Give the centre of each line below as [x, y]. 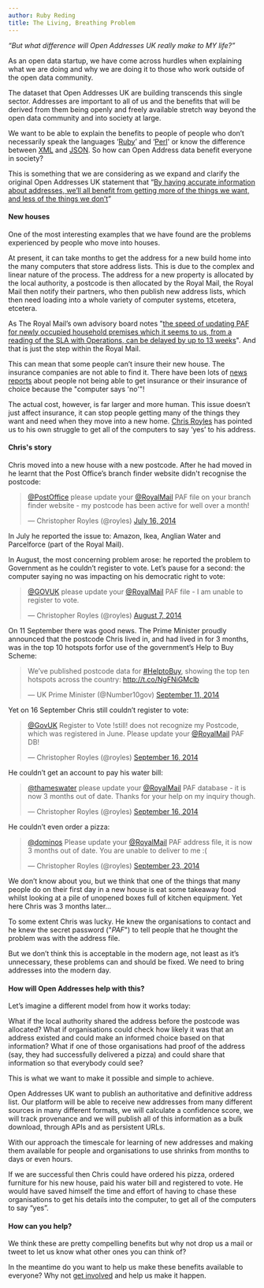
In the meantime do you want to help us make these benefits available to [126, 1267]
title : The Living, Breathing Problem [72, 23]
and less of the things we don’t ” [60, 199]
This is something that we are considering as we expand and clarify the [124, 174]
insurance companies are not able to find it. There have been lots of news [128, 372]
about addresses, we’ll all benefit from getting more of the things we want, [129, 190]
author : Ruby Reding [42, 15]
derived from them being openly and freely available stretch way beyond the [132, 109]
